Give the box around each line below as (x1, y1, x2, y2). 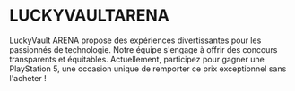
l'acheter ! (9, 72, 47, 83)
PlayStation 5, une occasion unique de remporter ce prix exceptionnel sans (9, 63, 287, 74)
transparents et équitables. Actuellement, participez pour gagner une (9, 54, 265, 64)
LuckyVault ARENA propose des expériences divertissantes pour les (9, 35, 262, 45)
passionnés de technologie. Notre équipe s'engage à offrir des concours (9, 44, 278, 54)
